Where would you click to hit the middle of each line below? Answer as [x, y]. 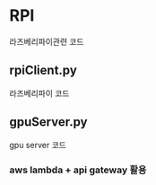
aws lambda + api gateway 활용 [78, 170]
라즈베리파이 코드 [39, 93]
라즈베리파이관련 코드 [47, 41]
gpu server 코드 [38, 145]
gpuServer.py [48, 122]
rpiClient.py [43, 70]
